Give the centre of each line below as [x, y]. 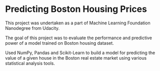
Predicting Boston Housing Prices [76, 9]
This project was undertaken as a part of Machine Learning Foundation [78, 23]
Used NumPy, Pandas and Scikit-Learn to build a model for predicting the [80, 53]
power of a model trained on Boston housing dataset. [60, 43]
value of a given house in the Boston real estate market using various [76, 58]
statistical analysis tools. [30, 63]
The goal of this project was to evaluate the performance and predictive [79, 38]
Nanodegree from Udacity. [32, 28]
